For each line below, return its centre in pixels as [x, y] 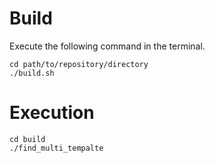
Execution [52, 113]
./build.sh [32, 73]
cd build [27, 139]
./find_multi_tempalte [56, 148]
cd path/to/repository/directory [79, 64]
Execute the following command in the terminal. [107, 46]
